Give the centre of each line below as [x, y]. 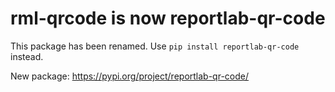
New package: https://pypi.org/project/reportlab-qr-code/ [130, 76]
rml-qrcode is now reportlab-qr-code [168, 18]
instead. [27, 56]
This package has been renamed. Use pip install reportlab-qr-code [155, 46]
